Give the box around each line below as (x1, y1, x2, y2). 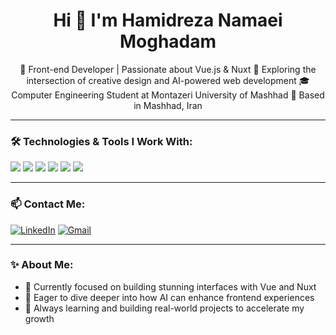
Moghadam (119, 30, 217, 53)
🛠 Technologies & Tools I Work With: (10, 134, 193, 148)
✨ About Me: (10, 258, 74, 272)
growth (24, 312, 55, 324)
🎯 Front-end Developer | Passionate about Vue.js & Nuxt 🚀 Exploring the (19, 63, 317, 75)
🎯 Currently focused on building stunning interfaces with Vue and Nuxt (24, 280, 317, 293)
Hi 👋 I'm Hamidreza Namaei (53, 9, 283, 32)
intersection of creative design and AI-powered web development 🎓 (26, 74, 310, 86)
